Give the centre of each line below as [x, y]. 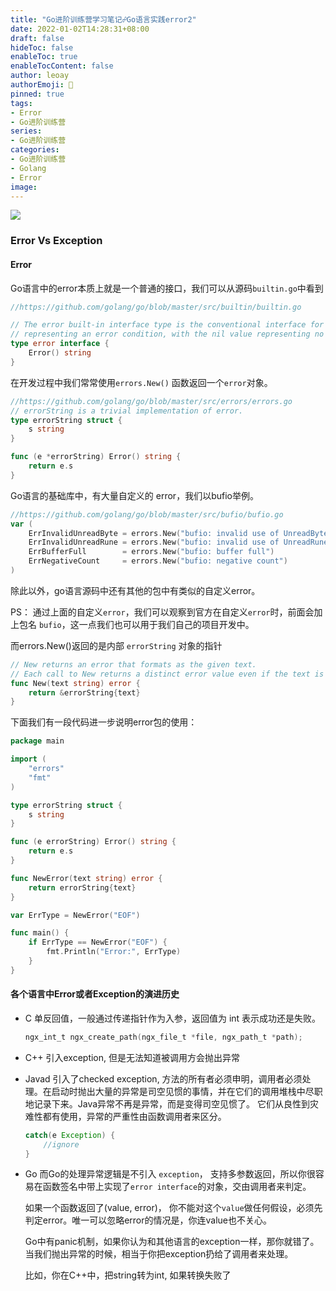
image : [24, 187]
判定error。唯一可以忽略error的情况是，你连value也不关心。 [148, 1220]
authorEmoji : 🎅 [42, 85]
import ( [28, 759]
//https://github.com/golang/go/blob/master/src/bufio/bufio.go [147, 514]
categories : [35, 150]
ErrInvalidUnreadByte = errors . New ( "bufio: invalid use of [154, 533]
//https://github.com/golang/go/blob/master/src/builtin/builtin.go [156, 307]
